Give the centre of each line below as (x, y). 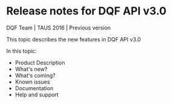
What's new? (31, 69)
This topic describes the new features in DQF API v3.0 (74, 39)
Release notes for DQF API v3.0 (87, 11)
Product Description (40, 63)
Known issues (32, 82)
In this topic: (22, 51)
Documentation (34, 88)
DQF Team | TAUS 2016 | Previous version (59, 28)
